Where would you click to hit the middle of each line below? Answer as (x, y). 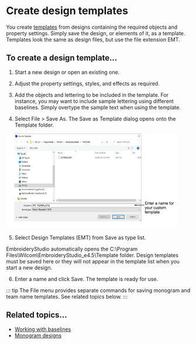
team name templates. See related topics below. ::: (67, 296)
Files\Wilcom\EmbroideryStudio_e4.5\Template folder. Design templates (92, 255)
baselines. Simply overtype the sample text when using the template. (98, 107)
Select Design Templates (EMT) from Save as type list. (80, 237)
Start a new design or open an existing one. (67, 72)
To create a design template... (62, 58)
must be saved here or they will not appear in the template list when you (93, 261)
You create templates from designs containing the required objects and (92, 27)
